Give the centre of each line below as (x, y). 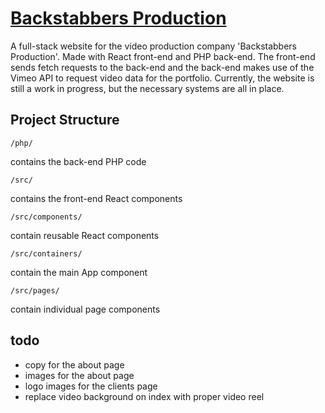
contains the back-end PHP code (78, 161)
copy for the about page (74, 364)
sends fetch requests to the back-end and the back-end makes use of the (162, 67)
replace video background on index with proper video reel (144, 396)
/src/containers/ (46, 253)
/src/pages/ (35, 290)
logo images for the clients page (91, 386)
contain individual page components (85, 309)
